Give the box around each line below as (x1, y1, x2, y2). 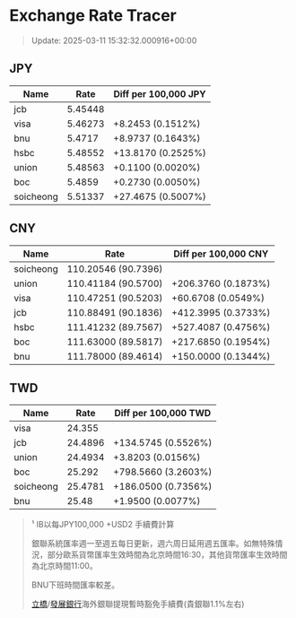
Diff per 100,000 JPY (113, 87, 206, 100)
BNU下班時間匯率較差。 (30, 579, 119, 590)
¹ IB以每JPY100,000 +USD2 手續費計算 (30, 519, 175, 530)
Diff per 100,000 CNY (173, 248, 269, 260)
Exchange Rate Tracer (9, 5, 178, 26)
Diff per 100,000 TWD (114, 407, 212, 420)
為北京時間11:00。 (30, 561, 98, 571)
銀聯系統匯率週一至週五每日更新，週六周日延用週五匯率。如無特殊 (30, 538, 275, 549)
